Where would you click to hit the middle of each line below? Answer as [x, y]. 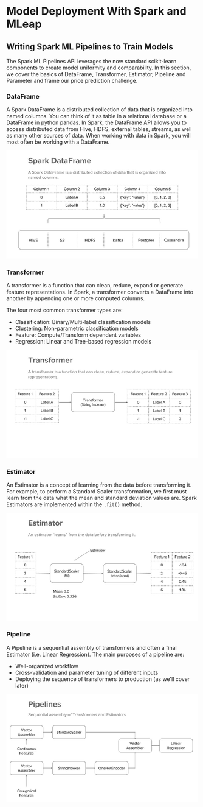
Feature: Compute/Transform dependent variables [78, 335]
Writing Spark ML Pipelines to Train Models [90, 47]
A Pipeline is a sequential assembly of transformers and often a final [92, 647]
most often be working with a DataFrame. [58, 142]
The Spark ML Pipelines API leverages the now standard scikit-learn [91, 61]
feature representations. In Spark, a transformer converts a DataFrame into [100, 292]
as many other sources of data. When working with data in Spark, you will [98, 136]
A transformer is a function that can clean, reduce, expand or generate [95, 286]
